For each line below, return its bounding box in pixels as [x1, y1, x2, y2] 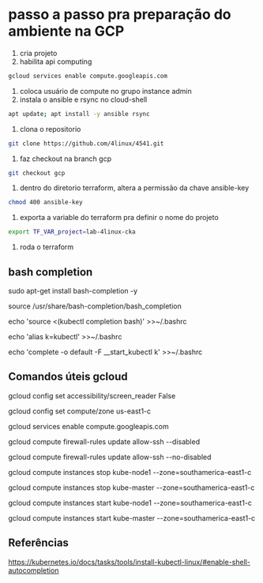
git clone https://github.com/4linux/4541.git [8, 140, 164, 148]
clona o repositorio [19, 124, 81, 133]
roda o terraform [19, 242, 74, 252]
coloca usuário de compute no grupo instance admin [19, 86, 192, 95]
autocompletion [8, 566, 59, 575]
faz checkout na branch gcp [19, 154, 112, 163]
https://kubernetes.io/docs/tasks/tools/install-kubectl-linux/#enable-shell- [8, 557, 251, 566]
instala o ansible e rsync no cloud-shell [19, 95, 148, 104]
